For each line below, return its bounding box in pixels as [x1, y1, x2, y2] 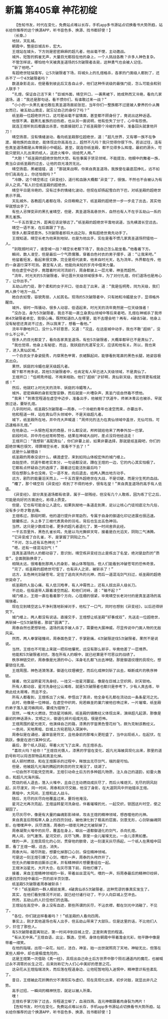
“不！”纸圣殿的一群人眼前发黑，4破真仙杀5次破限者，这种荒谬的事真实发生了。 [12, 887, 152, 892]
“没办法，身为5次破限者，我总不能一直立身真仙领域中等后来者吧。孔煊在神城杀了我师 [12, 310, 162, 315]
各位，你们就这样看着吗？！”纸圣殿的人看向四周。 [14, 914, 103, 919]
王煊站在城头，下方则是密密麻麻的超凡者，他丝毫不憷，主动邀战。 [12, 49, 128, 54]
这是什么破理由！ [12, 449, 42, 455]
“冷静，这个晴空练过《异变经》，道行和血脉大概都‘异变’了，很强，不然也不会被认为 [12, 177, 159, 182]
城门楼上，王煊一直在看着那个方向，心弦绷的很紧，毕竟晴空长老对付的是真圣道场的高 [12, 593, 161, 598]
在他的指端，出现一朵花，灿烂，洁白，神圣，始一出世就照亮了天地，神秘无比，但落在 [12, 945, 161, 951]
